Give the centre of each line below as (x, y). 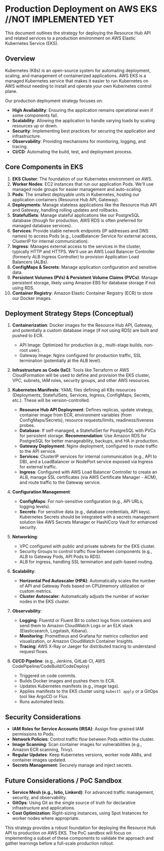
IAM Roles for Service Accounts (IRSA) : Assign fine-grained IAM (78, 729)
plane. (11, 91)
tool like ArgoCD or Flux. (44, 697)
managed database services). (42, 225)
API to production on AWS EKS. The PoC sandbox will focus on (68, 833)
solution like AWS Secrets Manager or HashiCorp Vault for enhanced (88, 522)
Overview (20, 59)
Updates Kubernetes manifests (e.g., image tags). (69, 686)
